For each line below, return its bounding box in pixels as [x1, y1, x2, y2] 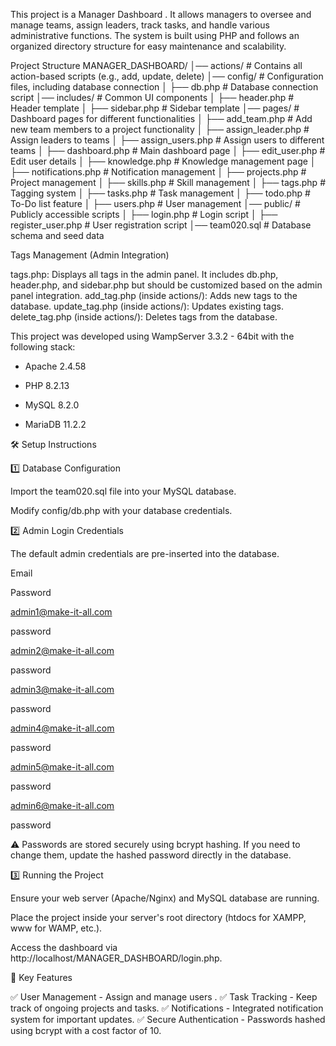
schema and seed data [10, 230, 105, 241]
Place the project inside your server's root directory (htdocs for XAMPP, [10, 912, 307, 923]
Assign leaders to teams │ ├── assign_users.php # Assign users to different [10, 134, 325, 146]
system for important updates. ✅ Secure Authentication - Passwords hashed [10, 1014, 326, 1025]
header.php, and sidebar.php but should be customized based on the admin [10, 279, 323, 291]
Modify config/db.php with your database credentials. [10, 505, 233, 516]
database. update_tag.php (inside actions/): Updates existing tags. [10, 300, 284, 312]
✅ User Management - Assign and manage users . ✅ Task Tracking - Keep [10, 991, 318, 1003]
